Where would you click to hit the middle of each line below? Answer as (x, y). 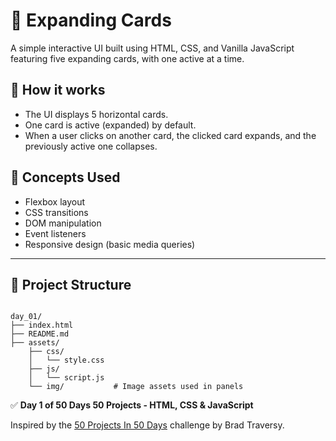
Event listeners (55, 233)
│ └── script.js (66, 378)
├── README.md (40, 334)
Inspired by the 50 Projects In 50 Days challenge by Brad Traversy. (147, 425)
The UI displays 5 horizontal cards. (96, 114)
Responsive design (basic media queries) (110, 244)
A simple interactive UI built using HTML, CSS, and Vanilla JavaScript (152, 48)
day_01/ (26, 317)
